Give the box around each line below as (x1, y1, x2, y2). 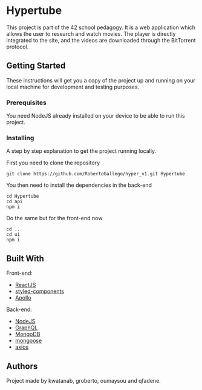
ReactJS (15, 281, 36, 289)
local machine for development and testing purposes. (6, 83, 140, 90)
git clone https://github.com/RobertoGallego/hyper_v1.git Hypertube (6, 171, 186, 177)
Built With (6, 253, 44, 264)
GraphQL (15, 324, 38, 331)
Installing (6, 133, 34, 142)
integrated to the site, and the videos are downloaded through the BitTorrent (6, 36, 196, 44)
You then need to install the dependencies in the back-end (6, 181, 152, 189)
